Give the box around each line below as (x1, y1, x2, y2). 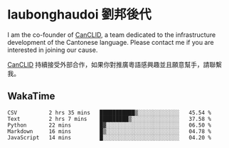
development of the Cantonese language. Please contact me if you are (7, 38, 215, 46)
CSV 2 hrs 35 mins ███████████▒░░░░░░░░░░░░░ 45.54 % (7, 109, 212, 116)
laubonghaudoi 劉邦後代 (7, 6, 151, 23)
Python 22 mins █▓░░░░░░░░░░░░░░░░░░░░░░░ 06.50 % (7, 122, 212, 129)
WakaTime (7, 90, 55, 102)
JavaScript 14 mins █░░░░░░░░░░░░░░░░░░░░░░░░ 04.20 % (7, 134, 212, 141)
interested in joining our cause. (7, 46, 98, 54)
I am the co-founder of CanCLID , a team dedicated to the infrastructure (7, 30, 216, 39)
